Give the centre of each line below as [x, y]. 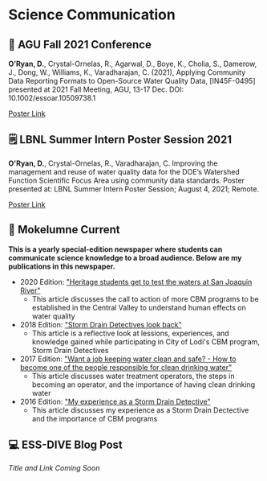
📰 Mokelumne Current [64, 230]
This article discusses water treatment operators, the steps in [133, 376]
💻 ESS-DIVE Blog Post [65, 445]
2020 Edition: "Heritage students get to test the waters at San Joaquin [136, 282]
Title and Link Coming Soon [54, 468]
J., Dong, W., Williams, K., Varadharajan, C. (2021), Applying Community [127, 72]
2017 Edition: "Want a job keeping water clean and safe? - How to [128, 359]
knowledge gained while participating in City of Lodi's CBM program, [146, 341]
